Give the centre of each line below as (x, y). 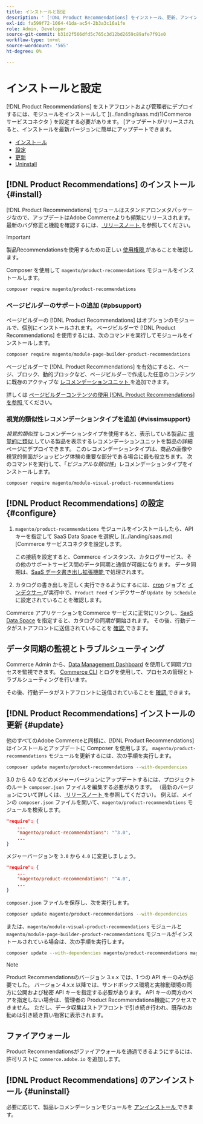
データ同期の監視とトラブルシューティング (85, 649)
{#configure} (31, 514)
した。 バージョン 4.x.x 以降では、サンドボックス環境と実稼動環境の (102, 985)
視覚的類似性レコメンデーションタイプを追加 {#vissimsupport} (98, 419)
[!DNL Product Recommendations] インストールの (101, 713)
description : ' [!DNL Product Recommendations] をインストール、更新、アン (98, 18)
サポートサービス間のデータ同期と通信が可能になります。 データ (111, 564)
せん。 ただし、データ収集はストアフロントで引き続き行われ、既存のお (105, 1007)
